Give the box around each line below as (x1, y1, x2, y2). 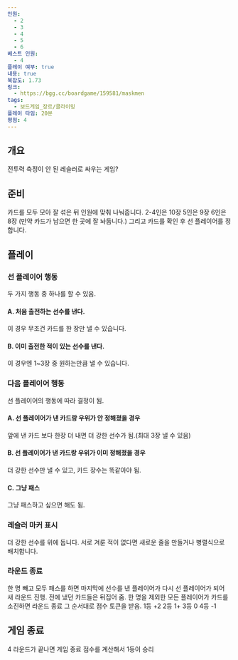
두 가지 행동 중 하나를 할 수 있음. (7, 289, 97, 298)
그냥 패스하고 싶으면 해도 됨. (7, 500, 85, 510)
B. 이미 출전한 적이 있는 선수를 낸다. (7, 341, 105, 350)
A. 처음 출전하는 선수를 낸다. (7, 307, 85, 316)
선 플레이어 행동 (7, 272, 58, 282)
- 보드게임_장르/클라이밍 (13, 103, 76, 110)
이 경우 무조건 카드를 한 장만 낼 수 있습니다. (7, 324, 126, 333)
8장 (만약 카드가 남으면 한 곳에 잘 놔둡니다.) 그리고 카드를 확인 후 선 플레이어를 (7, 217, 224, 225)
